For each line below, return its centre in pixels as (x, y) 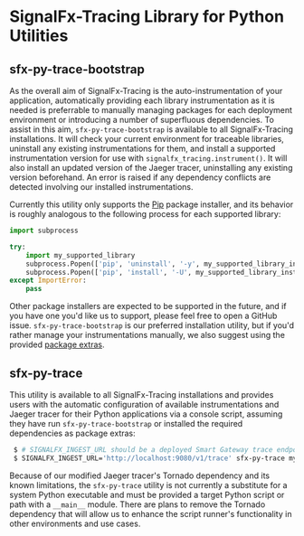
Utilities (39, 36)
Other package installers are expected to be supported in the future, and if (148, 306)
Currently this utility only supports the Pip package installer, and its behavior (152, 204)
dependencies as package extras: (72, 433)
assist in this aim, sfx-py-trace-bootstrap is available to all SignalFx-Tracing (152, 129)
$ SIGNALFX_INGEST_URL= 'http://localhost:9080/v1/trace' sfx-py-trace (149, 458)
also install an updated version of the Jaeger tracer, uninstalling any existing (151, 168)
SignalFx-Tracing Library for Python (147, 17)
